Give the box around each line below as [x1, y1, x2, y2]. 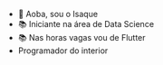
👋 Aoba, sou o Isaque [17, 9, 98, 19]
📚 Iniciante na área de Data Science [17, 19, 155, 29]
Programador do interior [17, 45, 109, 56]
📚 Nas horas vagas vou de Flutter [17, 32, 147, 42]
